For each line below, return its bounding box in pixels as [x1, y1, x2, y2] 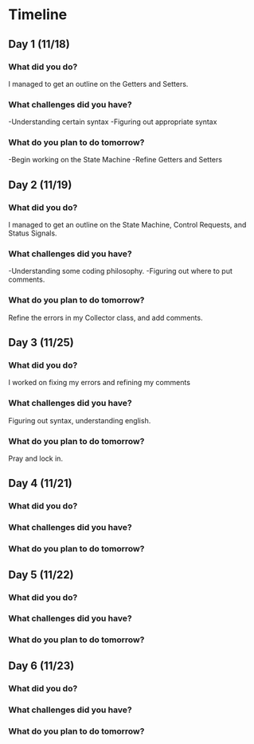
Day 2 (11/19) [8, 177, 72, 192]
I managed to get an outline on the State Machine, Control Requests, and [8, 220, 247, 230]
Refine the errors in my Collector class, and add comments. [8, 313, 203, 322]
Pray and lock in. [8, 454, 64, 463]
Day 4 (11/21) [8, 477, 73, 490]
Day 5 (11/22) [8, 567, 74, 582]
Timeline [8, 6, 68, 24]
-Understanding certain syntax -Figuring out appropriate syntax [8, 117, 217, 127]
